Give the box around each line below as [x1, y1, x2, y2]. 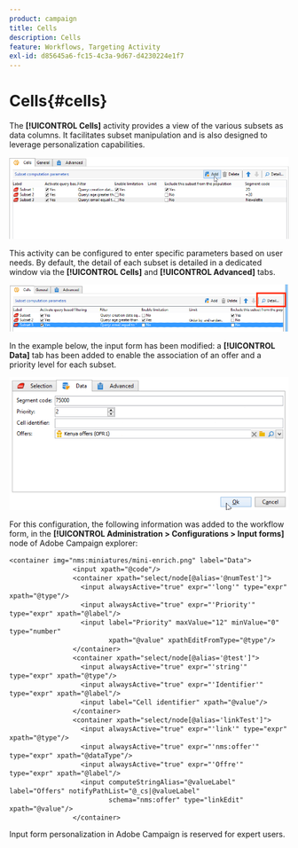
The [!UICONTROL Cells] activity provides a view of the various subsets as [9, 121, 284, 131]
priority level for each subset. [9, 359, 117, 370]
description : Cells [9, 33, 82, 42]
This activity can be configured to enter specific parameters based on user [9, 247, 284, 258]
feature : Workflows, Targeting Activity [9, 43, 161, 51]
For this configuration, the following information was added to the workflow [9, 519, 285, 530]
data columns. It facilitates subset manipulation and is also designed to [9, 130, 268, 141]
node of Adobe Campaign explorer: [9, 538, 138, 549]
